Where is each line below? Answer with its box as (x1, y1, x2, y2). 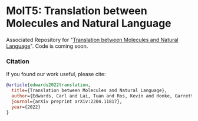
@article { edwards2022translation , (6, 82, 91, 88)
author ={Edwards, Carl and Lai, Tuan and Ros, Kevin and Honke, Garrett (11, 93, 194, 99)
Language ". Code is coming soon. (6, 42, 88, 50)
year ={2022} (11, 104, 41, 110)
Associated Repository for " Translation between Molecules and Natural (6, 36, 179, 43)
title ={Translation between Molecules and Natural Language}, (11, 87, 167, 94)
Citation (6, 57, 29, 66)
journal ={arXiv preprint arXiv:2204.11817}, (11, 99, 123, 104)
